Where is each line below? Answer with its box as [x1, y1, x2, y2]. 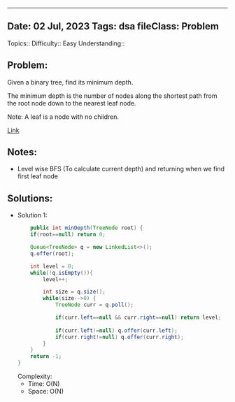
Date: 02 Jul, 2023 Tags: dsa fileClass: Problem [7, 20, 219, 32]
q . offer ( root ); [30, 250, 75, 257]
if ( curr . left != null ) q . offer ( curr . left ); [55, 326, 178, 334]
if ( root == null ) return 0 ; [30, 231, 106, 238]
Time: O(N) [27, 380, 60, 388]
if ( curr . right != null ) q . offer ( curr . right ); [55, 333, 184, 340]
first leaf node [17, 172, 58, 180]
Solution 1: [17, 211, 48, 220]
